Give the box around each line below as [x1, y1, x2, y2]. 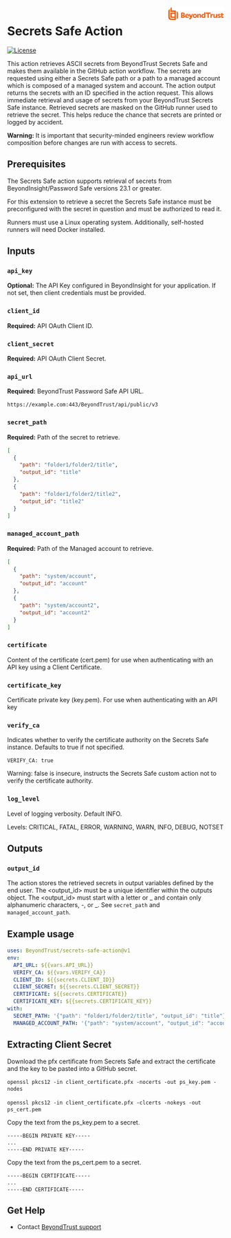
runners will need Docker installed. [7, 225, 105, 233]
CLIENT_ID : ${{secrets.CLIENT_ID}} [13, 976, 115, 983]
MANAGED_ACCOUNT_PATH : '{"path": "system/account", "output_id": [13, 1019, 205, 1027]
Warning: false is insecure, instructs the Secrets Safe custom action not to [7, 770, 217, 778]
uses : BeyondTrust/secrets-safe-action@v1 [7, 947, 131, 955]
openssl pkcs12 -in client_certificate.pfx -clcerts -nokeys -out [7, 1099, 201, 1106]
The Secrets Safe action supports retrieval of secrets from [7, 177, 172, 185]
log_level [7, 795, 40, 803]
